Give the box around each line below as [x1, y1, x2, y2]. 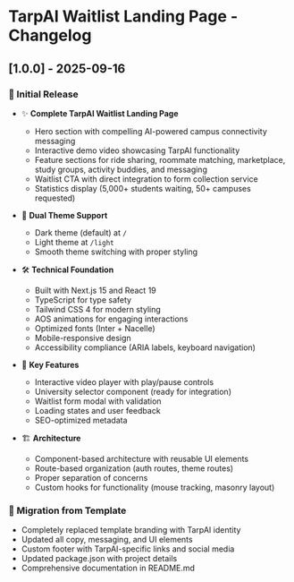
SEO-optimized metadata [34, 415, 128, 425]
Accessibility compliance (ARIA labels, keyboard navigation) [34, 342, 256, 353]
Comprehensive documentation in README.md [21, 562, 196, 574]
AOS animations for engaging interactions [34, 313, 189, 324]
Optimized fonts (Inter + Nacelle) [34, 322, 155, 333]
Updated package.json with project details [21, 553, 178, 564]
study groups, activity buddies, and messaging [34, 164, 207, 175]
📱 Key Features [21, 359, 80, 370]
